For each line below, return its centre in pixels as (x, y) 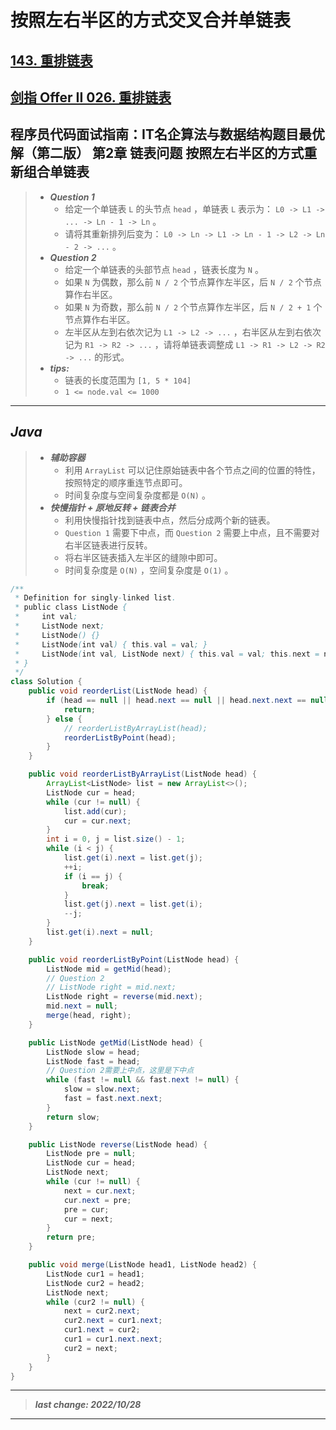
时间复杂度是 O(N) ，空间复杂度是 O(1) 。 (149, 570)
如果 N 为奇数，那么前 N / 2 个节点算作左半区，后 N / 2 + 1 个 (193, 307)
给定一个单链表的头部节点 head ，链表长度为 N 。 (164, 269)
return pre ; (71, 1237)
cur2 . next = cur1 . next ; (113, 1321)
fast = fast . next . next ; (113, 1099)
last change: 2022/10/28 (88, 1405)
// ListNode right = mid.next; (111, 987)
